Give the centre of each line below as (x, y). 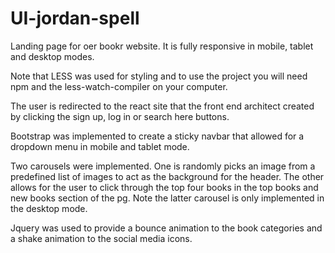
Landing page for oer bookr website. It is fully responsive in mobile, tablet (162, 46)
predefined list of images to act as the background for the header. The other (167, 176)
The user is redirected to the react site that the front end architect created (162, 106)
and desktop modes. (52, 56)
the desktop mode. (49, 208)
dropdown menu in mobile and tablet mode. (100, 146)
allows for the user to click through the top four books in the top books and (164, 187)
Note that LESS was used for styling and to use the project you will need (159, 76)
